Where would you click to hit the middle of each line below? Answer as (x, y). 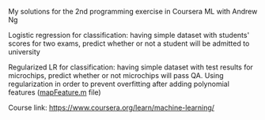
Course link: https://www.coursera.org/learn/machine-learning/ (112, 107)
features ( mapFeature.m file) (55, 92)
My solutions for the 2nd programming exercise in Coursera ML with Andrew (133, 11)
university (25, 52)
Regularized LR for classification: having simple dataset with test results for (131, 67)
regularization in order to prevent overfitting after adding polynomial (119, 84)
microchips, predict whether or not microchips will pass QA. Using (116, 75)
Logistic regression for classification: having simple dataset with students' (129, 35)
